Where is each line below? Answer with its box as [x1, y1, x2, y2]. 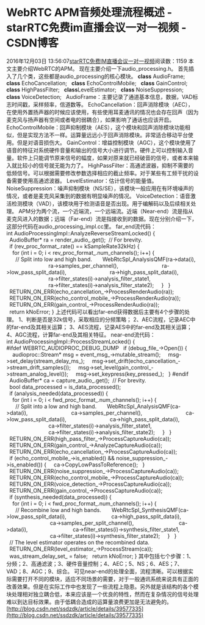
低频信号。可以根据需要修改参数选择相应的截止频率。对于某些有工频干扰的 [6, 169, 193, 177]
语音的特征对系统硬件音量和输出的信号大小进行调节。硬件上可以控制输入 [6, 146, 188, 154]
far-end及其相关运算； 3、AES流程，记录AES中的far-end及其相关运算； [11, 323, 192, 330]
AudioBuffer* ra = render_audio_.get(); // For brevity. [9, 236, 143, 243]
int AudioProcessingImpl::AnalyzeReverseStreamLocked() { [6, 229, 156, 237]
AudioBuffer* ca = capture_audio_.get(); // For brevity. [9, 376, 146, 384]
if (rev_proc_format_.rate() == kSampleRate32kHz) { [9, 242, 140, 250]
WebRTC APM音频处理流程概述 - [6, 5, 173, 20]
